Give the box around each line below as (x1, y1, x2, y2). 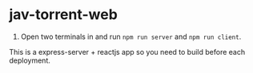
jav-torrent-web (9, 6, 118, 24)
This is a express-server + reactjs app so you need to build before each (9, 47, 246, 56)
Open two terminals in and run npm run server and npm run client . (20, 32, 242, 41)
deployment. (9, 56, 50, 65)
